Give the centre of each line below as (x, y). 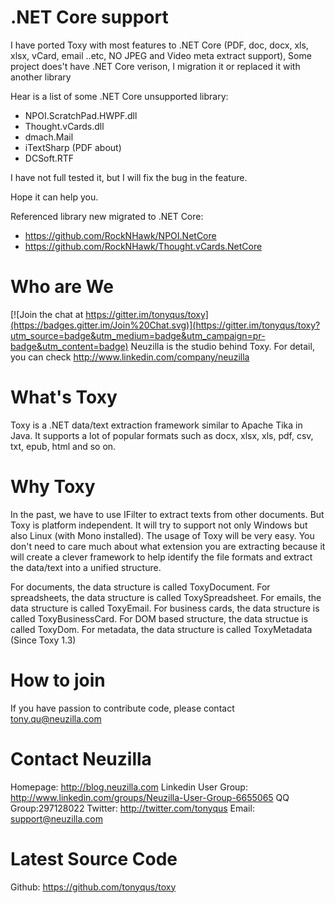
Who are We (62, 287)
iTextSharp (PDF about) (73, 147)
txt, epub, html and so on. (63, 446)
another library (41, 77)
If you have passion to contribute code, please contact (122, 708)
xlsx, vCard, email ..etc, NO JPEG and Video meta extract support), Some (161, 55)
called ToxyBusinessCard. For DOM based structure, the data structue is (159, 618)
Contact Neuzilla (81, 758)
